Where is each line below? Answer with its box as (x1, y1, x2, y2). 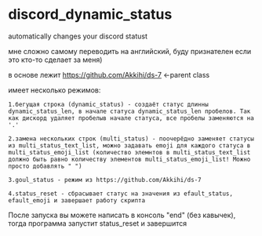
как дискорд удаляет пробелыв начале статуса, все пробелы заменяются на (8, 114, 255, 122)
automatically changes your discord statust (8, 31, 147, 41)
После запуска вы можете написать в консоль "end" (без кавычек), (8, 210, 236, 220)
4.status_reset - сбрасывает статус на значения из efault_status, (8, 190, 234, 198)
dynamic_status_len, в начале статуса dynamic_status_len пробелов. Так (8, 107, 251, 115)
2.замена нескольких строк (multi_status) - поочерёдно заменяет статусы (8, 135, 255, 143)
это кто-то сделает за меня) (8, 55, 103, 64)
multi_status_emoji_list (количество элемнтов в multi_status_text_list (8, 148, 251, 156)
